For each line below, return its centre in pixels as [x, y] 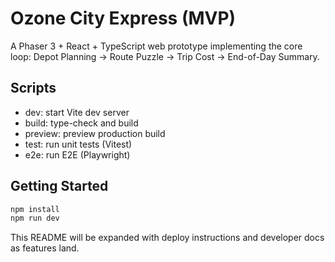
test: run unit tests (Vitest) [78, 144]
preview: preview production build [95, 133]
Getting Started [59, 186]
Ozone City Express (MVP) [123, 18]
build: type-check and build [81, 123]
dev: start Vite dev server [77, 112]
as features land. [45, 248]
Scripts [33, 88]
